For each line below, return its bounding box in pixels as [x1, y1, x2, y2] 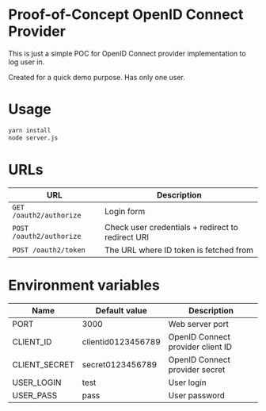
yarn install [8, 126, 51, 134]
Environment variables [8, 276, 160, 294]
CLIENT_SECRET [12, 359, 75, 370]
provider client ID [168, 341, 232, 352]
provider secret [168, 363, 226, 375]
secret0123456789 [82, 359, 158, 370]
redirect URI [104, 232, 149, 243]
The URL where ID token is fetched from [104, 244, 254, 255]
